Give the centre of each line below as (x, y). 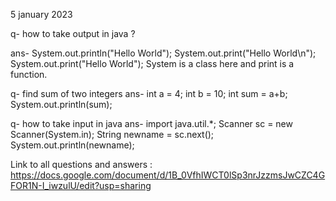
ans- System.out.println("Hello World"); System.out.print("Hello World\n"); (163, 53)
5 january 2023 (41, 14)
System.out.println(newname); (72, 145)
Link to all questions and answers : (81, 164)
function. (29, 74)
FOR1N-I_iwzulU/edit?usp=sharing (81, 185)
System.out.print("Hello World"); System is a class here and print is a (152, 63)
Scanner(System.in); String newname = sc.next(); (112, 134)
